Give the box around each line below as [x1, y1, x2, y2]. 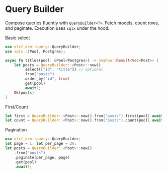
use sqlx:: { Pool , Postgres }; [5, 49, 66, 54]
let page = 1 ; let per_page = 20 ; [5, 141, 77, 146]
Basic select [5, 35, 30, 41]
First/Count [5, 104, 28, 110]
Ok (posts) [14, 90, 35, 95]
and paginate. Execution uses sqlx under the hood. [5, 25, 110, 31]
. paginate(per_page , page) [14, 155, 70, 160]
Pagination [5, 127, 27, 133]
